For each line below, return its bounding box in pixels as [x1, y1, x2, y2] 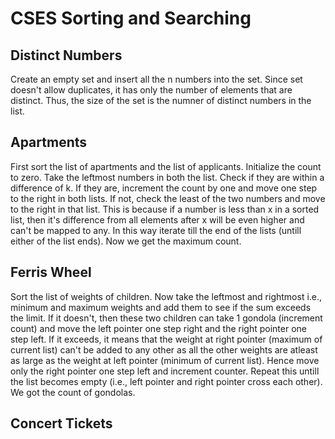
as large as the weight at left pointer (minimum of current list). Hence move [10, 354, 320, 366]
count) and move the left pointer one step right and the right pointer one [10, 322, 307, 334]
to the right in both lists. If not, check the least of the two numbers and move [10, 192, 326, 204]
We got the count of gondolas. [10, 386, 136, 398]
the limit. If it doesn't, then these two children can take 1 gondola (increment [10, 312, 323, 324]
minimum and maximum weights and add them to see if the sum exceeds [10, 301, 312, 313]
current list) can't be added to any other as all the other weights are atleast [10, 343, 318, 356]
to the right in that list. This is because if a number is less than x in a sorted [10, 203, 320, 215]
